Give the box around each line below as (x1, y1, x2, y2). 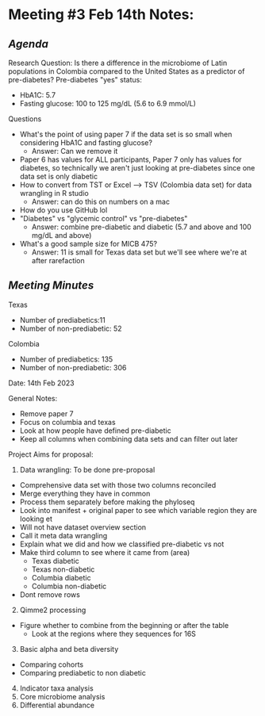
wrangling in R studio (19, 189, 89, 197)
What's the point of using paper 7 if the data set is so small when (19, 129, 232, 139)
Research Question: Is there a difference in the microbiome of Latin (8, 58, 228, 67)
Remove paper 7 (19, 408, 74, 418)
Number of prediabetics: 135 (19, 354, 113, 364)
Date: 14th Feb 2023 (8, 378, 75, 388)
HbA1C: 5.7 (19, 90, 56, 100)
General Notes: (8, 393, 58, 403)
